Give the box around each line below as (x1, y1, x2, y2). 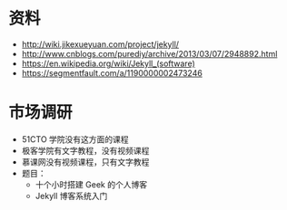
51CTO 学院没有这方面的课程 (21, 133, 129, 145)
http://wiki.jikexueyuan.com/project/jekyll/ (21, 38, 179, 50)
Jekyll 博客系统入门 (35, 190, 108, 201)
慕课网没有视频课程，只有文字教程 (21, 156, 150, 167)
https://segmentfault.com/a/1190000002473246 (21, 67, 203, 78)
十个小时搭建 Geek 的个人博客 (35, 178, 147, 190)
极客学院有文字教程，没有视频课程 (21, 145, 150, 156)
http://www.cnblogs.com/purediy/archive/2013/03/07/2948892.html (21, 48, 278, 59)
